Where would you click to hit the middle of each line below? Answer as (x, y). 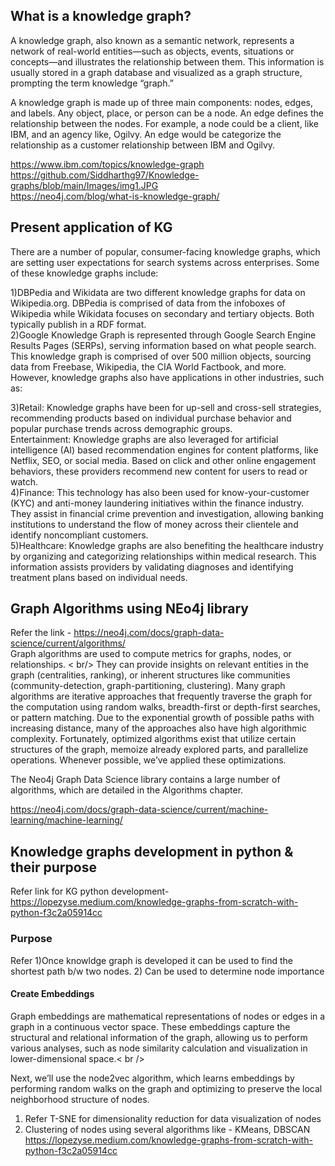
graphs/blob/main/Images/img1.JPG (84, 185)
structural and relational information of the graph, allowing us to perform (159, 1037)
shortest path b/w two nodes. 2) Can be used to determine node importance (167, 971)
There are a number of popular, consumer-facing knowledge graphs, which (165, 251)
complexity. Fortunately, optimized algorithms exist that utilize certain (153, 739)
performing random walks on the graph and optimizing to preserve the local (166, 1088)
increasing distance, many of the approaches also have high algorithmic (158, 728)
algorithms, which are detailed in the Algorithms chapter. (127, 790)
